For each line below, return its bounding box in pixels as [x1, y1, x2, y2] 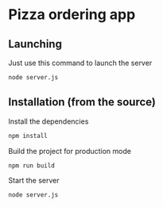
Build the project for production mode [8, 146, 131, 155]
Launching [8, 37, 62, 51]
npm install [8, 132, 48, 140]
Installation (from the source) [8, 95, 157, 109]
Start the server [8, 176, 60, 186]
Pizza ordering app [8, 6, 136, 24]
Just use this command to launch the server [8, 58, 153, 67]
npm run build [8, 161, 56, 170]
